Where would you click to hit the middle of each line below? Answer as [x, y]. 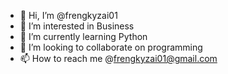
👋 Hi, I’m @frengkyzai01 [68, 15]
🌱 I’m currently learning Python [83, 36]
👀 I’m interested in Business [77, 26]
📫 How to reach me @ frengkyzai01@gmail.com [118, 58]
